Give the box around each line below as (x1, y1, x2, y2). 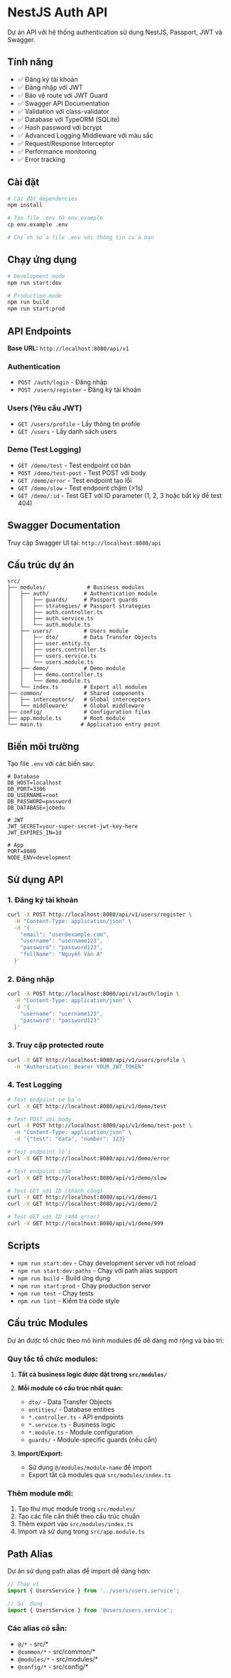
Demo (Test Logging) (7, 444, 82, 454)
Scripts (7, 1240, 41, 1252)
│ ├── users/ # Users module (7, 627, 129, 635)
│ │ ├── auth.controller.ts (7, 609, 103, 616)
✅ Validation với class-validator (17, 107, 109, 115)
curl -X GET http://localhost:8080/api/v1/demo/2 (7, 1201, 158, 1208)
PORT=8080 (7, 848, 37, 855)
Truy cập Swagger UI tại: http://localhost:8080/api (7, 538, 161, 547)
